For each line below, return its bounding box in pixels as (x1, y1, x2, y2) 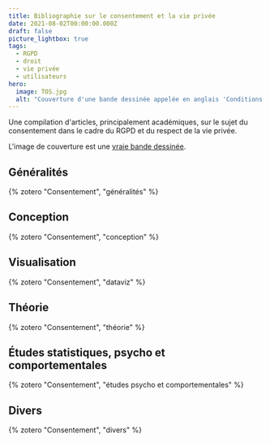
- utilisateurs (15, 72, 67, 80)
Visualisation (8, 255, 77, 269)
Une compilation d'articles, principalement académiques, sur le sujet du (8, 117, 249, 127)
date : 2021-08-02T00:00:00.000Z (8, 20, 118, 28)
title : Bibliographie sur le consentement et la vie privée (8, 11, 216, 20)
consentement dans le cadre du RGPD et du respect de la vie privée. (8, 126, 238, 136)
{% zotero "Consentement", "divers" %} (8, 425, 142, 435)
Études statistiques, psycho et (8, 345, 165, 359)
